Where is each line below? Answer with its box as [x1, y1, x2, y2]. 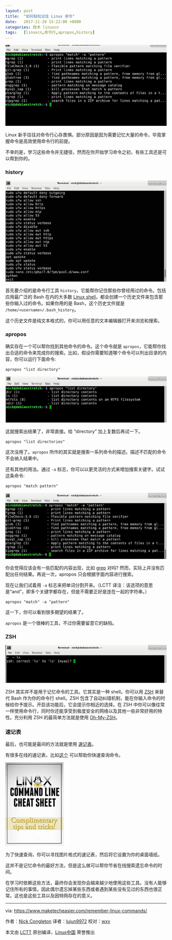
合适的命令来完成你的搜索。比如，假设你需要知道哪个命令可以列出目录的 [9, 349, 162, 355]
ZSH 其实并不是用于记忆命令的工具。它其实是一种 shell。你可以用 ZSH [5, 688, 154, 694]
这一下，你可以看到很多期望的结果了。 [5, 609, 86, 615]
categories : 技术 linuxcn [5, 25, 59, 30]
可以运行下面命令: [18, 356, 56, 362]
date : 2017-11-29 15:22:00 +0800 [5, 19, 81, 24]
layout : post [5, 8, 33, 13]
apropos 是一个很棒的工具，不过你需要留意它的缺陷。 [5, 620, 117, 626]
